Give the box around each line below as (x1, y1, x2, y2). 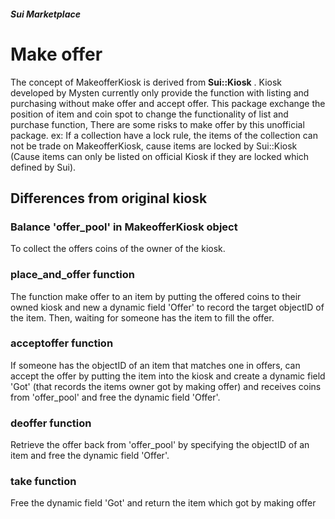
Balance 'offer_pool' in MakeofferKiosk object (10, 220, 238, 234)
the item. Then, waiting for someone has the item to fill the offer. (10, 311, 275, 324)
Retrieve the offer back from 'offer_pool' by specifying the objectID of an (10, 439, 310, 451)
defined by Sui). (10, 161, 77, 173)
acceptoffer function (10, 336, 114, 350)
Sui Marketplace (10, 8, 81, 20)
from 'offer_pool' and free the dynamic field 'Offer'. (10, 391, 221, 403)
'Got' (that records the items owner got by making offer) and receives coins (10, 380, 322, 392)
